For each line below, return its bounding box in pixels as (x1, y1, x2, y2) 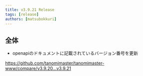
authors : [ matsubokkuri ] (5, 16, 57, 21)
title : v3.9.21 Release (5, 7, 55, 12)
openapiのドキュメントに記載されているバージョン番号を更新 (12, 50, 139, 56)
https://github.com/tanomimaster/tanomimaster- (5, 60, 105, 66)
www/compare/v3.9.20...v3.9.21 (5, 66, 71, 72)
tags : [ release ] (5, 12, 39, 17)
